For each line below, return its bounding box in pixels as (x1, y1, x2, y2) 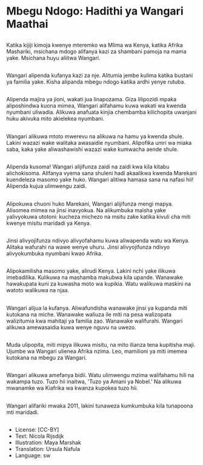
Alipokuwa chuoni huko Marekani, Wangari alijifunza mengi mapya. (6, 200, 174, 207)
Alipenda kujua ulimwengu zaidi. (6, 182, 87, 190)
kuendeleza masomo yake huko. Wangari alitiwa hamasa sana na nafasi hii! (6, 176, 194, 183)
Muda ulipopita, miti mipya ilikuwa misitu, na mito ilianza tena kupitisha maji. (6, 341, 196, 349)
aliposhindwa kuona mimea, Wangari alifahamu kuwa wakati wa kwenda (6, 102, 187, 110)
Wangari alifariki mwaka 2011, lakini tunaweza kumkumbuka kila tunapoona (6, 402, 193, 409)
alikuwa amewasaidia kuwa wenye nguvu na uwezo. (6, 323, 136, 331)
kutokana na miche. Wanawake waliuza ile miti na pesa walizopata (6, 310, 171, 318)
